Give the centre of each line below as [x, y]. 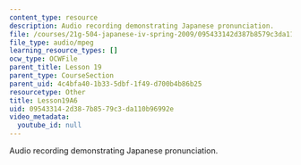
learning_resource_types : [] [64, 51]
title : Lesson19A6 [43, 100]
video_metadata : [39, 117]
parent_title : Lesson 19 [56, 68]
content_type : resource [54, 17]
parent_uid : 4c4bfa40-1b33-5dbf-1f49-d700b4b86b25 [106, 84]
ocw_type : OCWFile [43, 59]
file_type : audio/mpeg [52, 42]
